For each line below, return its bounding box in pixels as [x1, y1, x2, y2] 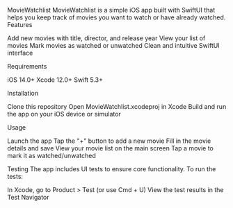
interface [7, 49, 33, 57]
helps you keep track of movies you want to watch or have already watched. [7, 13, 226, 21]
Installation [7, 89, 39, 97]
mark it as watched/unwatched [7, 152, 96, 159]
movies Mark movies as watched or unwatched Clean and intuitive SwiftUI [7, 42, 220, 49]
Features [7, 21, 33, 28]
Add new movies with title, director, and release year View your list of [7, 34, 206, 42]
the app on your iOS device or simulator [7, 110, 122, 118]
